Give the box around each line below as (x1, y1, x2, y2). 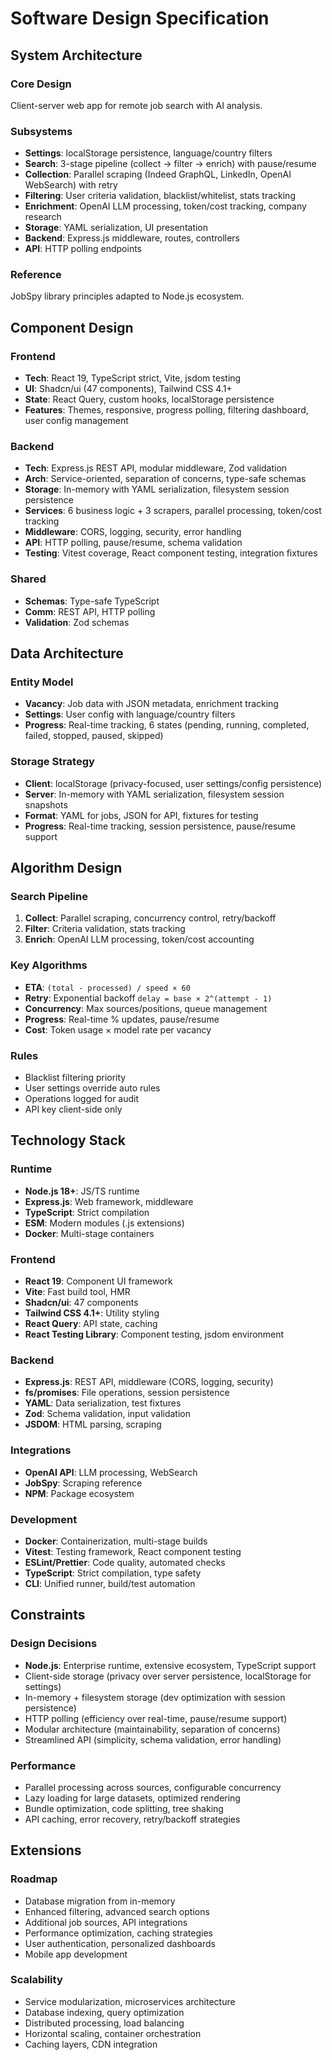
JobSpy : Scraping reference (24, 1477, 143, 1489)
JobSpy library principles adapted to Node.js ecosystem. (10, 290, 245, 302)
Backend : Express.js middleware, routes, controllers (24, 232, 241, 244)
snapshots (24, 798, 68, 811)
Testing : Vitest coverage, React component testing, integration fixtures (24, 547, 318, 559)
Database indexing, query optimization (24, 2006, 185, 2018)
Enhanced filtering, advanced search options (24, 1905, 210, 1917)
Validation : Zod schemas (24, 616, 130, 628)
